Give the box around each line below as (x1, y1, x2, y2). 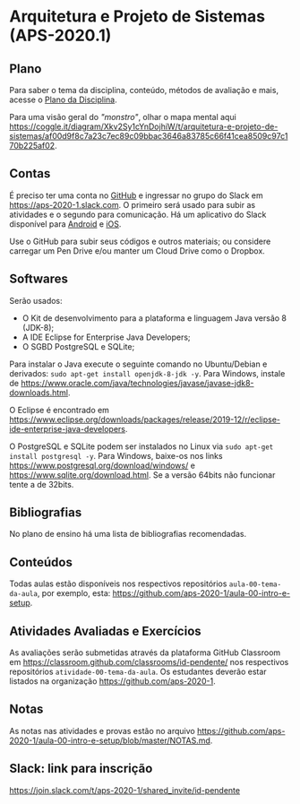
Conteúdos (9, 554, 73, 570)
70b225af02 (9, 141, 56, 151)
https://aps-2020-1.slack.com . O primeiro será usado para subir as (9, 199, 256, 210)
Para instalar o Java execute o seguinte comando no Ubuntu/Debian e (9, 359, 268, 369)
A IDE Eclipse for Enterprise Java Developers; (21, 332, 191, 342)
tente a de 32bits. (9, 479, 74, 489)
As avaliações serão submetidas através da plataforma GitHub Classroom (9, 647, 281, 658)
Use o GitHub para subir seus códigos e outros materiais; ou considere (9, 236, 271, 246)
